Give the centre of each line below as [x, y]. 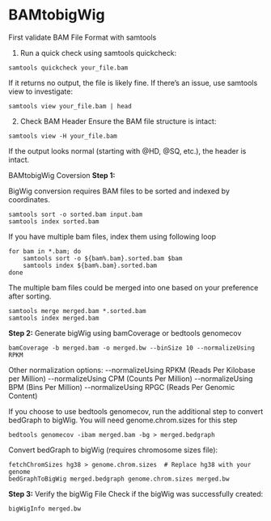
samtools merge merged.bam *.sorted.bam [78, 311]
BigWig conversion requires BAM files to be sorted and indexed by [119, 191]
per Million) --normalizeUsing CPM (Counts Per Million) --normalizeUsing [131, 379]
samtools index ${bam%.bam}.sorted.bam [90, 265]
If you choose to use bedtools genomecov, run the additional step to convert [136, 411]
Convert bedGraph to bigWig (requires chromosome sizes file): [113, 450]
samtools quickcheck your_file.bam [68, 68]
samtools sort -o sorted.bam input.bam [76, 214]
